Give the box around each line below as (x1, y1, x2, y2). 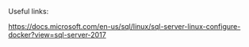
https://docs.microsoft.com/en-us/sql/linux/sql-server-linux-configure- (8, 22, 241, 31)
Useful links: (8, 7, 49, 16)
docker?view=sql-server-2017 (8, 31, 107, 39)
